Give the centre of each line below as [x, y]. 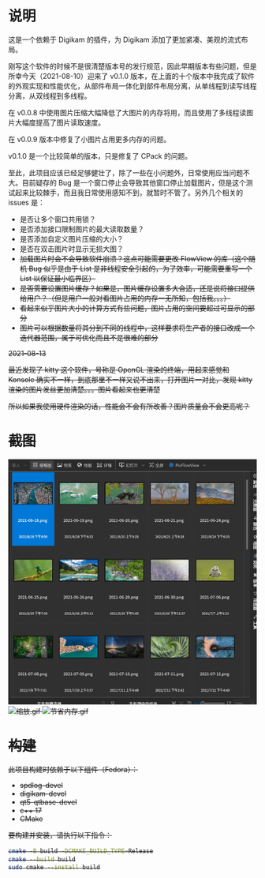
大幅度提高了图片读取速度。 [60, 122]
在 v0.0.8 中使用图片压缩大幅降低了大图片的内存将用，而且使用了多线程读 [127, 112]
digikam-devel [43, 794]
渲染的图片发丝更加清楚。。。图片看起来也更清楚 [84, 389]
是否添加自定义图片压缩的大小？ [71, 238]
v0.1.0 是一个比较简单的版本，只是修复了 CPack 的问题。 [100, 156]
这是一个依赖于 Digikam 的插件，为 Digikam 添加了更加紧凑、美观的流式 [125, 39]
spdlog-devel [41, 785]
